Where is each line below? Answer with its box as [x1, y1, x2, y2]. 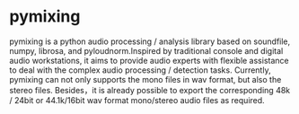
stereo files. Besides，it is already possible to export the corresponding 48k [9, 84, 291, 95]
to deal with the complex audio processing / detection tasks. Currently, [9, 65, 271, 75]
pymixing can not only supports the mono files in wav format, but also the [9, 74, 282, 84]
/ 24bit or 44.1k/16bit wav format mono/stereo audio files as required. [9, 94, 265, 105]
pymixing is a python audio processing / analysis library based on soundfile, [9, 36, 291, 47]
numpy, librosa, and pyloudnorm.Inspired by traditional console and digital [9, 45, 284, 56]
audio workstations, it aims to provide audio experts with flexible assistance [9, 55, 289, 66]
